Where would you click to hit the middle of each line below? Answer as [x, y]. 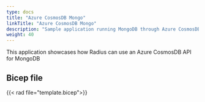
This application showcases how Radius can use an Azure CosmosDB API [99, 52]
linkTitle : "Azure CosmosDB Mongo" [52, 23]
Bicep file [25, 78]
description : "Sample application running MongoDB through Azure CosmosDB [103, 29]
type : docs [20, 12]
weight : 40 [20, 35]
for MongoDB [23, 59]
